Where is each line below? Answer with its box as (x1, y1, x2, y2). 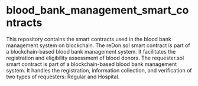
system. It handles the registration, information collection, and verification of (6, 67, 192, 74)
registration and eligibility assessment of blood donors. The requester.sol (6, 54, 184, 61)
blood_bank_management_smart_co (6, 4, 189, 17)
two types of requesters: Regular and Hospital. (6, 73, 120, 80)
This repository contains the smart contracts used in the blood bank (6, 35, 171, 42)
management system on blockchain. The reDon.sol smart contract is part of (6, 42, 190, 49)
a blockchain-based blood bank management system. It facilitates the (6, 48, 176, 55)
